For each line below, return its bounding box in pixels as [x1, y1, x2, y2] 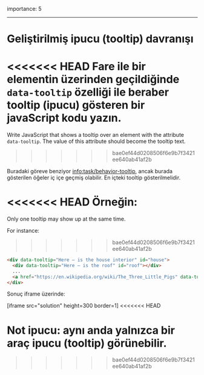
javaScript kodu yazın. [7, 111, 122, 125]
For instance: [7, 227, 40, 234]
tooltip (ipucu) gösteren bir [7, 98, 145, 112]
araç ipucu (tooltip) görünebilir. [7, 336, 167, 350]
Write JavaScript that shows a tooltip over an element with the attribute [7, 131, 184, 139]
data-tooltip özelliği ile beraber [7, 85, 169, 99]
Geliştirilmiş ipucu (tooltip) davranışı [7, 32, 194, 46]
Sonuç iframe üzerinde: [7, 290, 65, 297]
